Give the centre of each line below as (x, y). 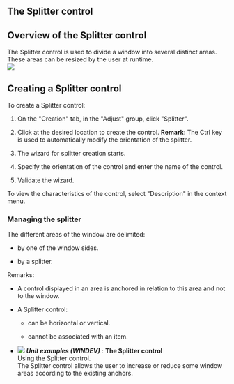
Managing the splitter (44, 219)
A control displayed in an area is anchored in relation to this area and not (121, 288)
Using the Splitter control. (54, 358)
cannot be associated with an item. (78, 337)
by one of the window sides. (58, 248)
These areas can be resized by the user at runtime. (80, 59)
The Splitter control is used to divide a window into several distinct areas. (112, 52)
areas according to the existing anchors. (75, 374)
